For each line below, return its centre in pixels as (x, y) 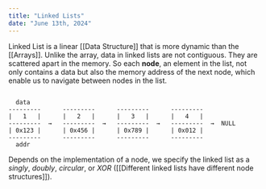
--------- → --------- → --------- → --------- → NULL (122, 123)
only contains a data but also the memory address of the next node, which (132, 72)
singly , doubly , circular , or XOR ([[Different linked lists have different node (131, 168)
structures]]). (30, 176)
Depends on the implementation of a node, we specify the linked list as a (129, 159)
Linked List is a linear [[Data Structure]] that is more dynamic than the (124, 46)
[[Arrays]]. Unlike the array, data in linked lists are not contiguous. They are (133, 55)
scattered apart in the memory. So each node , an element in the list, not (128, 63)
